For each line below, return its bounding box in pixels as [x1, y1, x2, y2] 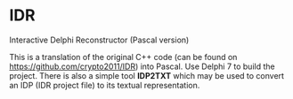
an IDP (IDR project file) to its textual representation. [9, 80, 200, 90]
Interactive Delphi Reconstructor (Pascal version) [9, 34, 190, 45]
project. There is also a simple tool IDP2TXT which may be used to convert [9, 70, 285, 80]
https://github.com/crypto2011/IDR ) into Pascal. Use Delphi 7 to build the [9, 61, 275, 72]
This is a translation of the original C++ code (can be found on [9, 51, 238, 62]
